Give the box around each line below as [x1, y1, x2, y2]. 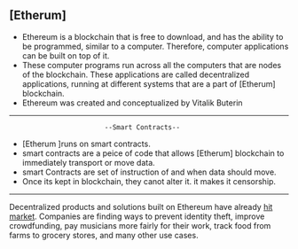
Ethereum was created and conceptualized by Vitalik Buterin [21, 97, 243, 108]
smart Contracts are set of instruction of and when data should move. [21, 167, 277, 177]
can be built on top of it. [21, 50, 110, 61]
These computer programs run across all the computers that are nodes [21, 59, 282, 70]
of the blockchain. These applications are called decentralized [21, 69, 250, 80]
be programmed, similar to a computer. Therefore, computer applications [21, 41, 289, 51]
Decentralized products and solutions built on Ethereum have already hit [9, 201, 273, 212]
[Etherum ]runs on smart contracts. [21, 138, 151, 149]
